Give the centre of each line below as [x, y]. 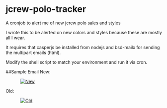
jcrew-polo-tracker [46, 9]
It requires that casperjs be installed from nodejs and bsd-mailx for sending [83, 47]
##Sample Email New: [28, 72]
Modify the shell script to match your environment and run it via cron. [77, 62]
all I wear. [15, 38]
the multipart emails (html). [33, 53]
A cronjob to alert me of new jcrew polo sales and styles [63, 23]
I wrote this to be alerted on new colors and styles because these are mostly [84, 32]
